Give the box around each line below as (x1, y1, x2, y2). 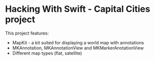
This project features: (5, 30, 49, 36)
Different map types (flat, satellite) (12, 50, 82, 56)
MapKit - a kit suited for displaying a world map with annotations (12, 39, 145, 45)
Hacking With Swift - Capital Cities (5, 3, 151, 15)
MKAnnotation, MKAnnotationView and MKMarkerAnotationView (12, 45, 144, 51)
